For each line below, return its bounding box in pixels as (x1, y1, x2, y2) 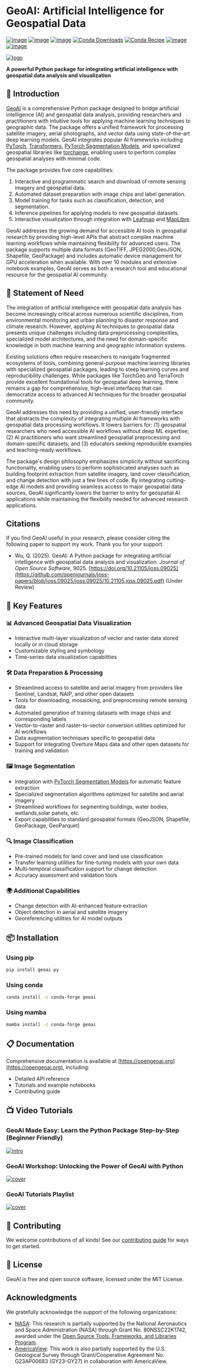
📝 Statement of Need (6, 288, 84, 298)
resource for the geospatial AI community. (6, 271, 108, 278)
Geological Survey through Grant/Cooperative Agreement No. (14, 1351, 165, 1358)
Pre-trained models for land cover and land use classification (14, 852, 163, 860)
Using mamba (6, 1008, 47, 1016)
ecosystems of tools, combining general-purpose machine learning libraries (6, 359, 190, 366)
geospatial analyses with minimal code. (6, 155, 102, 162)
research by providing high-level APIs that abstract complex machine (6, 233, 174, 240)
